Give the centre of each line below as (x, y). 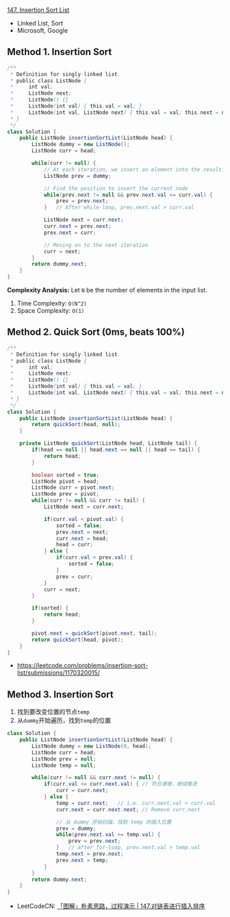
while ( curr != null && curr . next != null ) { (96, 778)
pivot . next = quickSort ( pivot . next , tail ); (94, 633)
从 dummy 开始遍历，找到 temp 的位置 (64, 721)
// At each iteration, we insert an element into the (122, 170)
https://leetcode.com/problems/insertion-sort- (82, 666)
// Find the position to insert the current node (116, 188)
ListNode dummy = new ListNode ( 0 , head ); (92, 746)
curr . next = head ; (82, 538)
